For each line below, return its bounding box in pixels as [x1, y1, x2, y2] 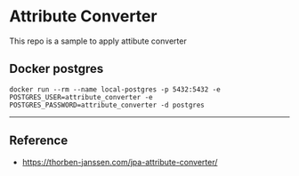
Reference [9, 133, 69, 148]
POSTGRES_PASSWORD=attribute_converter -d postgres [9, 100, 205, 109]
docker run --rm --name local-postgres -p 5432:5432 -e [9, 84, 221, 94]
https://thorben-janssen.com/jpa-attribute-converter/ [21, 156, 218, 167]
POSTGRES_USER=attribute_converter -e [9, 92, 153, 101]
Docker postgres [9, 61, 104, 76]
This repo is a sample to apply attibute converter [9, 36, 187, 46]
